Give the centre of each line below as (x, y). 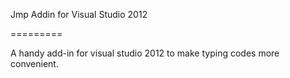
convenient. (34, 63)
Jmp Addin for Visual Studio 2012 (79, 14)
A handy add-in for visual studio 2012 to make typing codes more (145, 53)
